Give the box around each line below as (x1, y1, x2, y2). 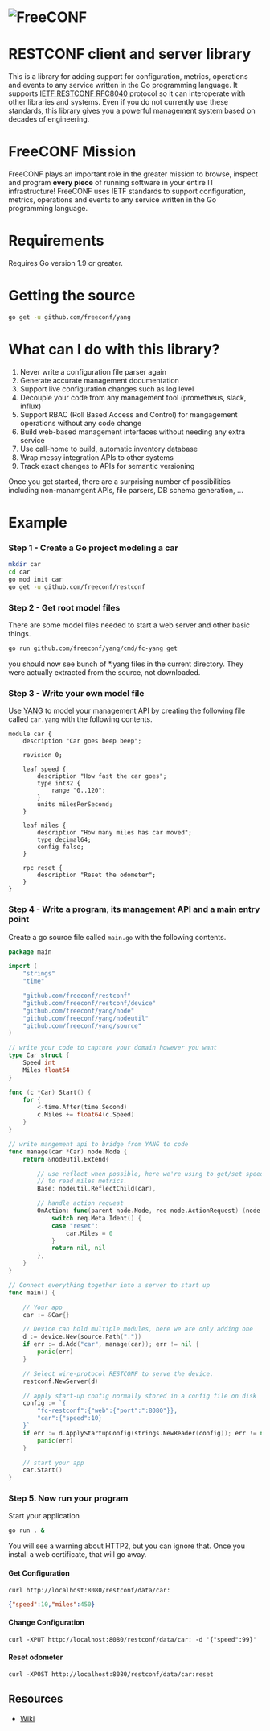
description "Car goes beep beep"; (22, 737, 142, 745)
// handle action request (37, 1199, 125, 1207)
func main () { (8, 1289, 56, 1297)
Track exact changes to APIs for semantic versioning (19, 461, 195, 470)
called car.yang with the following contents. (8, 714, 153, 724)
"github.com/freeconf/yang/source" (22, 1021, 142, 1030)
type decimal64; (37, 836, 92, 844)
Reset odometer (8, 1652, 63, 1663)
